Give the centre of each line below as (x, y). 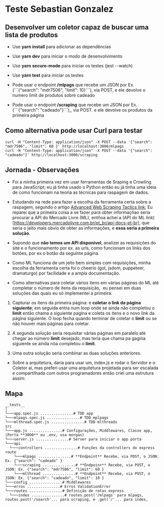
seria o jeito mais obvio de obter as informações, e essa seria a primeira (86, 228)
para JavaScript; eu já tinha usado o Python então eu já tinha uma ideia (84, 187)
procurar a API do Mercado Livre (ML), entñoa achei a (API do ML (79, 217)
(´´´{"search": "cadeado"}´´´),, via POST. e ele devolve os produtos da (82, 110)
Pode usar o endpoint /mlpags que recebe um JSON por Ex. (73, 85)
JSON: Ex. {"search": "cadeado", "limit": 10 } (55, 478)
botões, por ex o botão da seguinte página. (56, 253)
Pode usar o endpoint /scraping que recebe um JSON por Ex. (75, 105)
